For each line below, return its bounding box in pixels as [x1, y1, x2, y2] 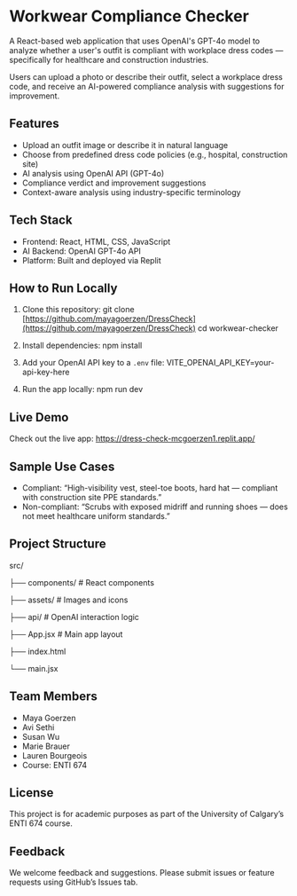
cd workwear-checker [198, 323, 279, 334]
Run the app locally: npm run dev [21, 384, 144, 395]
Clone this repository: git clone [21, 304, 135, 315]
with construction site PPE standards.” [21, 492, 162, 502]
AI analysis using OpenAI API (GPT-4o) [21, 168, 165, 178]
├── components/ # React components [9, 577, 155, 587]
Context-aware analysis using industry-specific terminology [21, 186, 241, 197]
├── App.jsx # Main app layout [9, 628, 123, 640]
